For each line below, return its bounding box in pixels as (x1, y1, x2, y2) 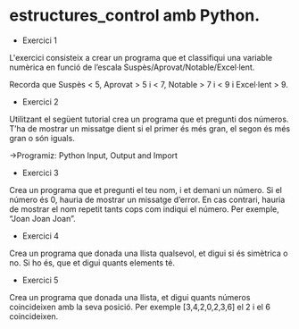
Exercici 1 (21, 35, 58, 46)
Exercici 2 (21, 96, 59, 107)
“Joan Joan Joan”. (9, 213, 76, 224)
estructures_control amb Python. (9, 5, 261, 26)
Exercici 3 (21, 167, 60, 178)
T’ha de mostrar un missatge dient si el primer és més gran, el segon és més (9, 122, 291, 134)
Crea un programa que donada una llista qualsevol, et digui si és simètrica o (9, 248, 288, 258)
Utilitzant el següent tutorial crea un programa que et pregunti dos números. (9, 114, 289, 124)
